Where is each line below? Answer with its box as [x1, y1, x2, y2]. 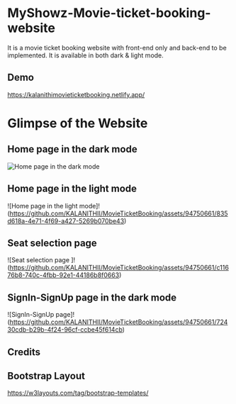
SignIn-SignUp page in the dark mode [7, 291, 177, 303]
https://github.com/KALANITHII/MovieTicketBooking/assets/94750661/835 [9, 209, 228, 218]
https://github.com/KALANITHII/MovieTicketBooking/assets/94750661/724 [9, 318, 228, 327]
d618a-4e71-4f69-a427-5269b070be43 [7, 216, 125, 225]
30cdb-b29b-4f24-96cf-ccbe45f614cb [7, 325, 123, 334]
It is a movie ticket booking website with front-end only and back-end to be [7, 43, 227, 52]
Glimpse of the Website [7, 115, 148, 131]
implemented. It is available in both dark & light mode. [7, 51, 164, 60]
